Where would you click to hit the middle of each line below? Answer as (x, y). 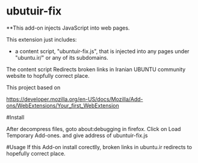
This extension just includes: (42, 39)
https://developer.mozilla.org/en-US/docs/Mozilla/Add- (75, 99)
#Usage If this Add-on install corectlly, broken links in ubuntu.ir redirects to (99, 147)
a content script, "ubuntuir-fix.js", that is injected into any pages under (102, 51)
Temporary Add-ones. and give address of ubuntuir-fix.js (77, 135)
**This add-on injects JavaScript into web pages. (68, 28)
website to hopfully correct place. (48, 75)
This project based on (33, 87)
